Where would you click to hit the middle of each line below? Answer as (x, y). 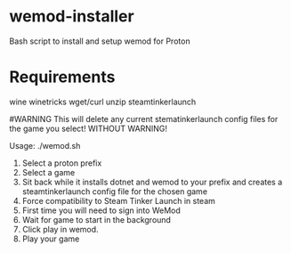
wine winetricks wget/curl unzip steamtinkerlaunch (103, 102)
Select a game (48, 172)
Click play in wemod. (61, 229)
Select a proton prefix (62, 163)
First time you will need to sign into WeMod (101, 210)
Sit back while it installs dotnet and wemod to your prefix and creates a (152, 182)
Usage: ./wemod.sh (45, 145)
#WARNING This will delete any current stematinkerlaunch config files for (144, 118)
